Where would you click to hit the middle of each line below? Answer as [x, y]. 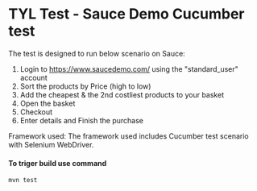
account [34, 77]
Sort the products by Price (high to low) [85, 86]
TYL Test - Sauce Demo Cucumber [126, 14]
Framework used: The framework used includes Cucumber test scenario [128, 136]
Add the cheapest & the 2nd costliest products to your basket [122, 94]
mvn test [23, 181]
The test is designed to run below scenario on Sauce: [97, 53]
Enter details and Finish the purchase [81, 120]
